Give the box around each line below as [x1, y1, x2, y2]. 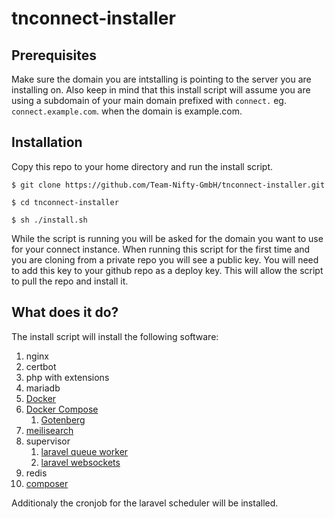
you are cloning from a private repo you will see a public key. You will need [11, 253, 319, 266]
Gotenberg [40, 413, 86, 426]
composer [25, 477, 69, 489]
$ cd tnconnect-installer [11, 197, 119, 207]
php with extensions [25, 371, 110, 383]
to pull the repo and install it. [11, 275, 129, 287]
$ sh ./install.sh [11, 215, 88, 225]
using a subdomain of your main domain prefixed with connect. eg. [11, 95, 287, 106]
